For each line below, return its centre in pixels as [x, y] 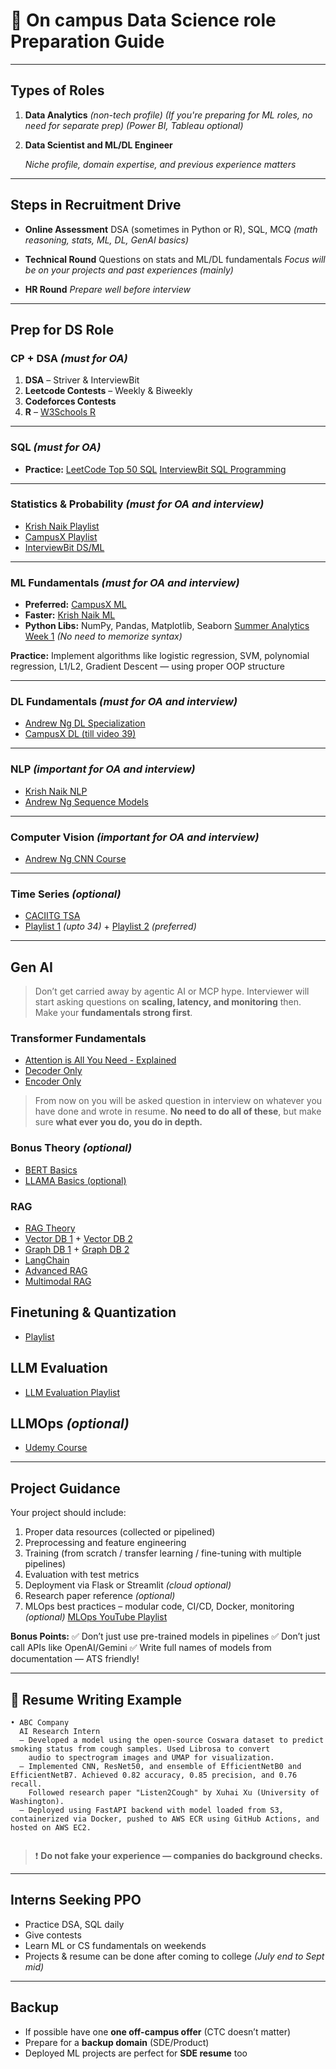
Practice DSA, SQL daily [74, 1924]
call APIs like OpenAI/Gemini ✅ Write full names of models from [141, 1648]
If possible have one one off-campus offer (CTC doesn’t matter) [158, 2031]
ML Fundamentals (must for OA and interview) [125, 582]
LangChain [47, 1260]
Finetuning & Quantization [93, 1312]
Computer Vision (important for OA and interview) [135, 837]
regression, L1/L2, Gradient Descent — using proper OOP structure [147, 666]
